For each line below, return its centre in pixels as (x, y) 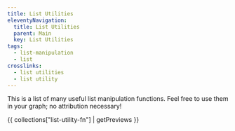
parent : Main (33, 33)
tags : (15, 46)
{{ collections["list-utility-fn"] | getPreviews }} (73, 120)
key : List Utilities (43, 40)
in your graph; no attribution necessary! (65, 106)
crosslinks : (25, 66)
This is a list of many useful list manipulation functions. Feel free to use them (118, 99)
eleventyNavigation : (38, 20)
